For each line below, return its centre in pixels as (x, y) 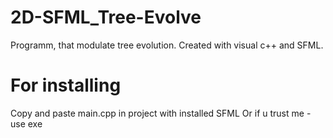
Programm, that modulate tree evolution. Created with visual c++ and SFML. (167, 45)
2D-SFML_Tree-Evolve (106, 17)
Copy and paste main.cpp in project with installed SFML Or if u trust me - (161, 113)
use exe (26, 123)
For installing (66, 85)
